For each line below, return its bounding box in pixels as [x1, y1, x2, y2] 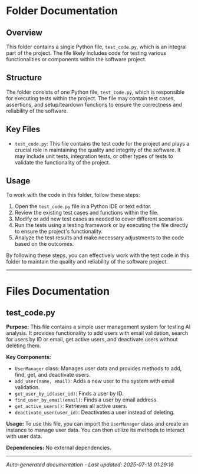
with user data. [6, 433, 42, 440]
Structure [6, 73, 42, 83]
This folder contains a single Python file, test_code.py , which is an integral [6, 43, 187, 50]
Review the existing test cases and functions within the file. [14, 209, 159, 216]
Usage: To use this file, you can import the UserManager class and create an [6, 420, 189, 427]
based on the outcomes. [14, 241, 74, 248]
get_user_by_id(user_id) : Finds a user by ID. [14, 390, 124, 397]
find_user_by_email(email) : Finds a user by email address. [14, 396, 158, 403]
